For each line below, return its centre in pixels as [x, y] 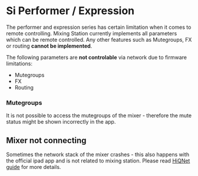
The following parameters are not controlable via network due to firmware [97, 57]
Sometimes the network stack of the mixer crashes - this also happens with [98, 155]
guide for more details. [34, 167]
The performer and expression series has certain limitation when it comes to [99, 27]
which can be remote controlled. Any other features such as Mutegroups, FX [99, 39]
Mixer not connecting [46, 140]
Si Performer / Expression [70, 11]
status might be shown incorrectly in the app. [61, 122]
